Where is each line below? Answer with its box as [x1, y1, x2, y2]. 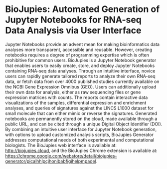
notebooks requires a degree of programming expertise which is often [5, 51, 150, 58]
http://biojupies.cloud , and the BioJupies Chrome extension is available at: [5, 147, 158, 153]
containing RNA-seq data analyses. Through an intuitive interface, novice [5, 67, 156, 73]
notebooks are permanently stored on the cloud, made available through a [5, 115, 158, 121]
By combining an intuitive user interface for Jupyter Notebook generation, [5, 126, 157, 132]
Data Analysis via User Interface [5, 25, 142, 36]
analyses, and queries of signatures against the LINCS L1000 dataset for [5, 105, 154, 111]
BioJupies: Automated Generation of [5, 3, 160, 15]
